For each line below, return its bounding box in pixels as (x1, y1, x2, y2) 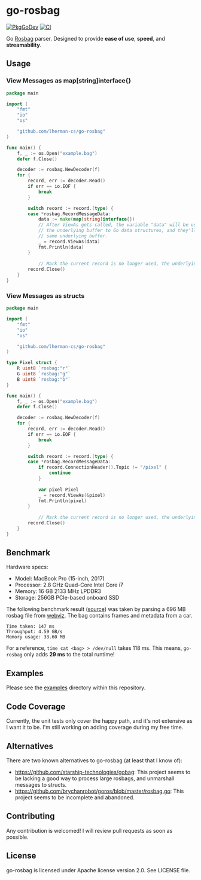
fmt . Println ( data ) (38, 244, 84, 250)
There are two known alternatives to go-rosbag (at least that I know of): (6, 757, 182, 764)
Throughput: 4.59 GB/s (6, 629, 63, 635)
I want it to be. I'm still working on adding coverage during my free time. (6, 724, 184, 731)
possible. (6, 833, 29, 841)
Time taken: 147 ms (6, 624, 55, 630)
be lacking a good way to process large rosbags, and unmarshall (14, 775, 175, 782)
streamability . (6, 41, 42, 48)
